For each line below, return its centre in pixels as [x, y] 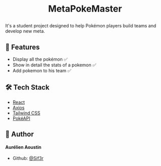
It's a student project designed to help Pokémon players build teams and [81, 26]
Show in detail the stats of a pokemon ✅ [54, 65]
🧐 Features [23, 47]
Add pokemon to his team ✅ [42, 71]
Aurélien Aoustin [23, 147]
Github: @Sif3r [28, 158]
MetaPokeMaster [85, 9]
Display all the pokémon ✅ [40, 59]
